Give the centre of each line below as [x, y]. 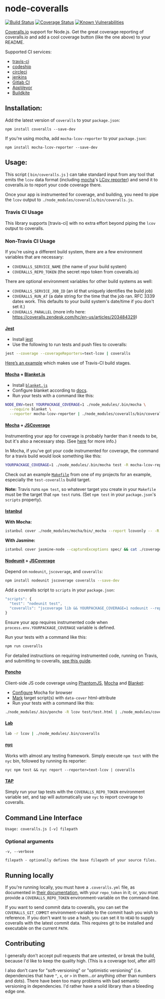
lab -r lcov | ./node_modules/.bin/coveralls [52, 733]
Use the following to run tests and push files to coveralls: [70, 344]
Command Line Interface [44, 818]
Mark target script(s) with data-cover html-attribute [64, 697]
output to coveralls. [25, 228]
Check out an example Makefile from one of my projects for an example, [78, 475]
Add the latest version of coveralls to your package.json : [63, 120]
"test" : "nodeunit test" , [36, 604]
